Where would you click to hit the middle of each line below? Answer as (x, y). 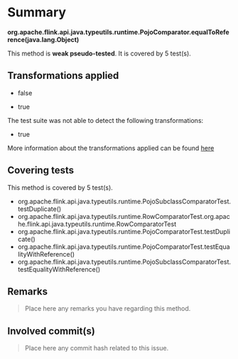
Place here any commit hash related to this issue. (97, 348)
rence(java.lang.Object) (43, 39)
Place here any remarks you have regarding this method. (108, 309)
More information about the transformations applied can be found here (111, 148)
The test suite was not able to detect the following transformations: (106, 120)
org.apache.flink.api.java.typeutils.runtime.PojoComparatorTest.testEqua (124, 247)
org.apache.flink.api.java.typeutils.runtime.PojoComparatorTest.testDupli (124, 231)
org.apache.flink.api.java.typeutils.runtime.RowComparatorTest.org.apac (124, 216)
